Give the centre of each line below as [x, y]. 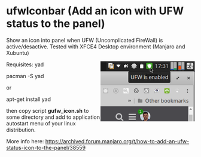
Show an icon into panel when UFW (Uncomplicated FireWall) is [85, 40]
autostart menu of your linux [41, 123]
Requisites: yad [25, 64]
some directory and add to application [53, 117]
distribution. [21, 130]
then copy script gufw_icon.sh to [48, 110]
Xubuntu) [18, 53]
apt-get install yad [28, 99]
